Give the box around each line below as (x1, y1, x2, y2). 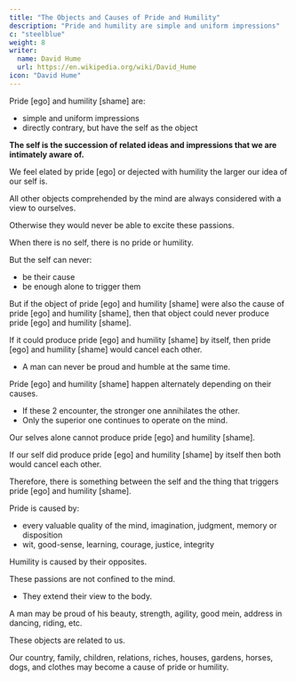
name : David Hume (17, 54, 82, 63)
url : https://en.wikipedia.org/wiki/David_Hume (17, 63, 197, 72)
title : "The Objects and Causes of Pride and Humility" (9, 12, 220, 22)
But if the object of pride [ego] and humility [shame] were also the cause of (9, 298, 285, 308)
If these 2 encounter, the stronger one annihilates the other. (21, 405, 240, 415)
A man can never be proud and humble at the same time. (21, 361, 231, 372)
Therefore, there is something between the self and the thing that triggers (9, 476, 279, 487)
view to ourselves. (9, 202, 76, 213)
